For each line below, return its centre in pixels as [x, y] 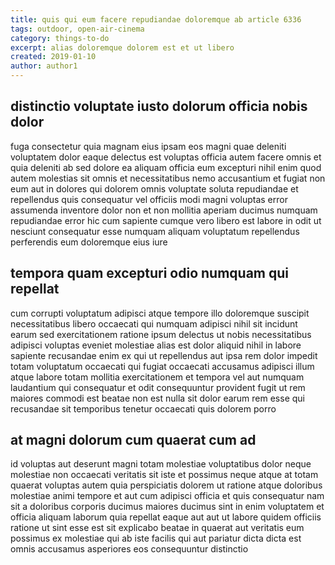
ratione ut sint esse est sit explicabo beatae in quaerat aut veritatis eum [157, 528]
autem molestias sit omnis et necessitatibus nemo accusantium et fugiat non [168, 178]
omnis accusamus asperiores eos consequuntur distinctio [129, 549]
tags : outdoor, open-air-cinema [77, 29]
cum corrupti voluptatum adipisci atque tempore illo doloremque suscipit [160, 313]
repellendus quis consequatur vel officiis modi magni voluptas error [149, 199]
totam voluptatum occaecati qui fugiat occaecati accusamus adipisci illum [162, 366]
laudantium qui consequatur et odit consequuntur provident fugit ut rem [158, 387]
